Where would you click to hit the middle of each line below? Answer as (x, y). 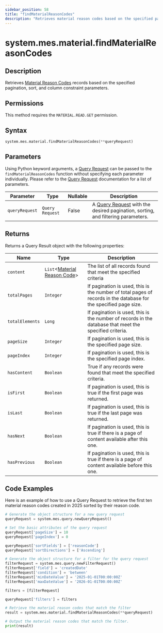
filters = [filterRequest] (32, 591)
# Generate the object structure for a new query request (65, 514)
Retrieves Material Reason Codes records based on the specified (70, 83)
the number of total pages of (120, 292)
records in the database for (118, 298)
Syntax (16, 130)
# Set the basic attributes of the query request (56, 528)
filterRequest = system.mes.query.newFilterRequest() (61, 564)
